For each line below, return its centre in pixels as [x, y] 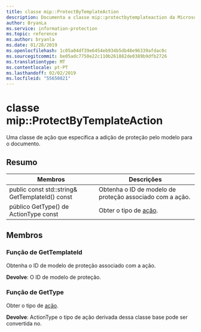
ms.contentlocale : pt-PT [37, 67]
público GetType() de [39, 206]
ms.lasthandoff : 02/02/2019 [41, 73]
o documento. [23, 144]
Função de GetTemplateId [44, 252]
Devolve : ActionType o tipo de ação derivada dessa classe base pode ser [97, 317]
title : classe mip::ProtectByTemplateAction [63, 12]
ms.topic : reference [32, 34]
